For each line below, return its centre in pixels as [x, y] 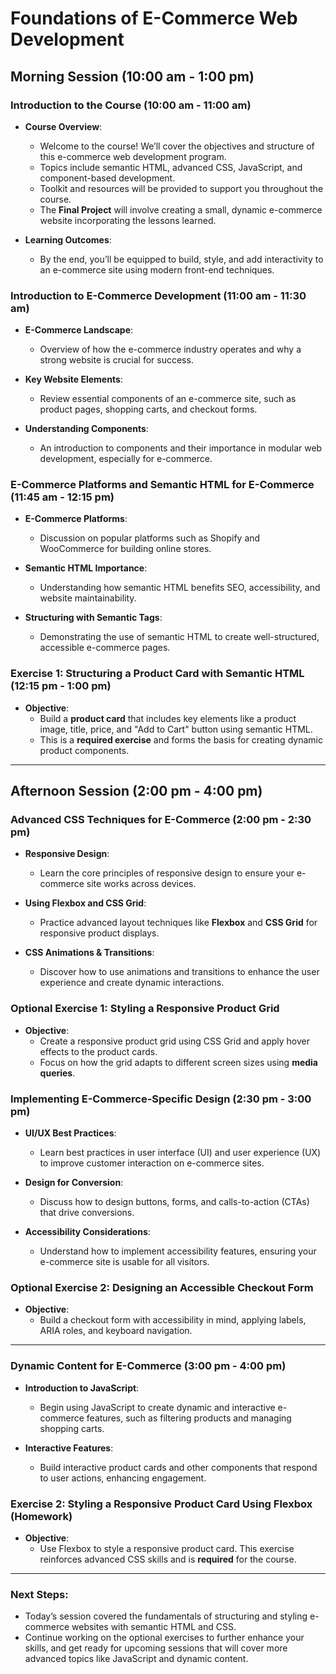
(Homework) [41, 1516]
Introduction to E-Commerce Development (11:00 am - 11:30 [158, 295]
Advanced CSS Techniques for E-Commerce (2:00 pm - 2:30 [161, 820]
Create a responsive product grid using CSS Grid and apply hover [175, 1041]
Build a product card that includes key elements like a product [168, 718]
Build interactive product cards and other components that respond [178, 1467]
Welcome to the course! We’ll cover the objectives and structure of [177, 146]
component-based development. [107, 178]
